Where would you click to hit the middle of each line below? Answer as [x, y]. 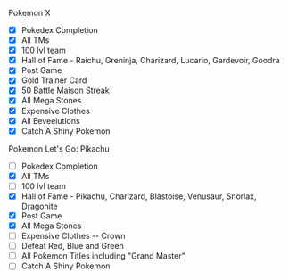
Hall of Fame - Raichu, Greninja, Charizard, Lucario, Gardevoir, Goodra [150, 61]
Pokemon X [29, 13]
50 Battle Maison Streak [65, 91]
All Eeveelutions [51, 120]
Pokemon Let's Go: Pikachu [59, 148]
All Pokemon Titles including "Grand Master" [103, 256]
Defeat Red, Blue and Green [72, 246]
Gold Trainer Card [54, 80]
